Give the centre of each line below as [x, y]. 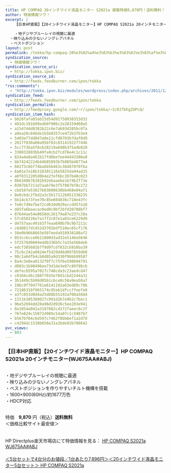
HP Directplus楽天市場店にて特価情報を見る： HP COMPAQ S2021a [76, 441]
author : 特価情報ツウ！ [28, 15]
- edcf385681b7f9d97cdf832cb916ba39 [49, 247]
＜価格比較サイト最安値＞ [32, 424]
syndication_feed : [25, 95]
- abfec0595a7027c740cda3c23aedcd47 [49, 271]
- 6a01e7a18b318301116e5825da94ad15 [49, 171]
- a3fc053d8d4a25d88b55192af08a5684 [49, 295]
